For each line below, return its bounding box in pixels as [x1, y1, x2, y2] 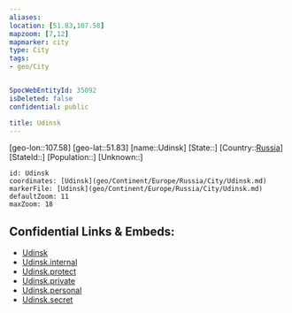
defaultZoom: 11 [9, 192, 69, 202]
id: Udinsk [9, 169, 50, 178]
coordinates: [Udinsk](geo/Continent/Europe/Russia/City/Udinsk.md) [9, 177, 267, 186]
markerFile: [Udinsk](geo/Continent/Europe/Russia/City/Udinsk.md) [9, 185, 264, 194]
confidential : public [9, 103, 89, 111]
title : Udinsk [9, 118, 62, 127]
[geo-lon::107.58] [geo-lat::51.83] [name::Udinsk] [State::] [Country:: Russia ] [9, 142, 283, 153]
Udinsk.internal [21, 257, 78, 268]
